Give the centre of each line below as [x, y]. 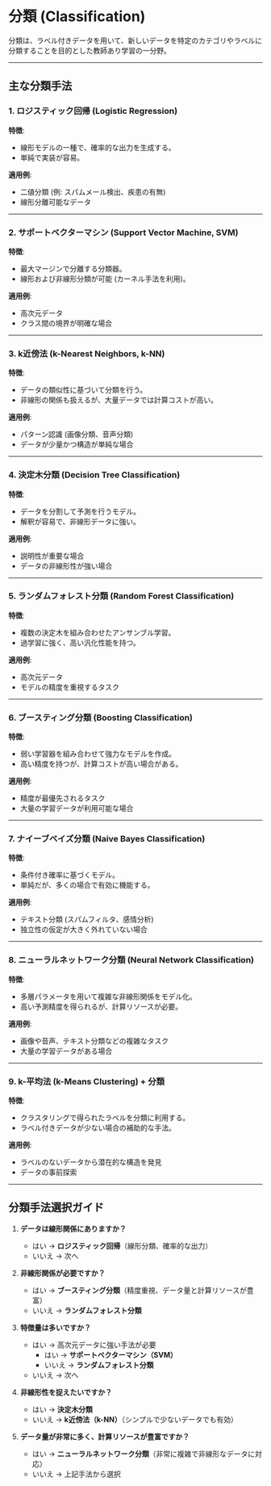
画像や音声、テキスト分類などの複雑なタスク [94, 1041]
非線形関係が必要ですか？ [63, 1273]
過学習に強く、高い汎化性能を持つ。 [80, 642]
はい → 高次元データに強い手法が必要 [94, 1345]
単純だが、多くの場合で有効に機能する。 [87, 885]
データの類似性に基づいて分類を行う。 [83, 390]
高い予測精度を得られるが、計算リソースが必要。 [101, 1006]
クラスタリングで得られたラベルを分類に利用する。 [105, 1118]
